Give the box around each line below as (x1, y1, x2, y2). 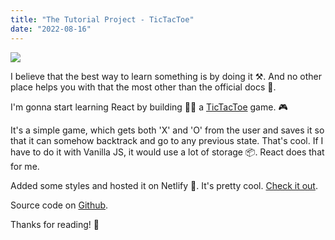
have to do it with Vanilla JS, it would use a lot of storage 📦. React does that (10, 146, 325, 158)
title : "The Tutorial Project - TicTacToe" (10, 14, 195, 25)
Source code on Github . (10, 199, 109, 211)
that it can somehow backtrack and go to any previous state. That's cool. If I (10, 134, 324, 146)
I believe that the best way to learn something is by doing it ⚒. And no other (10, 70, 322, 82)
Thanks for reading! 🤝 (10, 218, 100, 230)
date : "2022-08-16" (10, 24, 92, 34)
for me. (10, 160, 40, 172)
